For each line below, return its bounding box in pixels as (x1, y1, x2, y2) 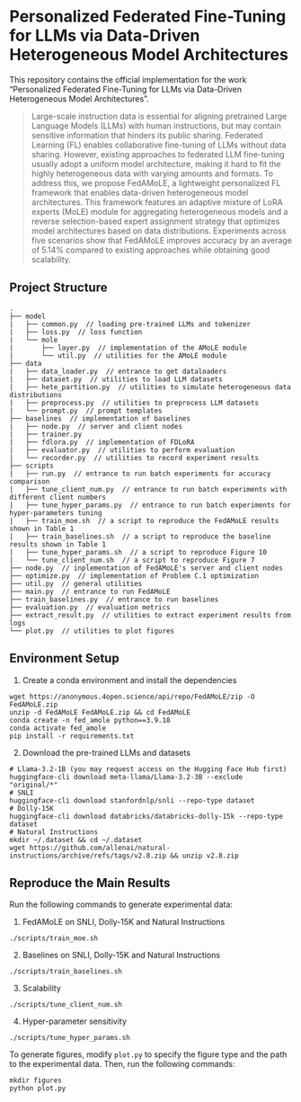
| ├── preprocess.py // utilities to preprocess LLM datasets (9, 398, 259, 407)
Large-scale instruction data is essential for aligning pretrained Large (31, 111, 288, 121)
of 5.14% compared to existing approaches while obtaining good (31, 244, 270, 255)
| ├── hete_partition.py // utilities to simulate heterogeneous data (9, 382, 292, 392)
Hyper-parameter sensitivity (22, 1016, 128, 1026)
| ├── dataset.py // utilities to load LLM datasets (9, 375, 223, 384)
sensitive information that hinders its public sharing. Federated (31, 129, 263, 140)
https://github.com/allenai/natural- (29, 843, 171, 852)
